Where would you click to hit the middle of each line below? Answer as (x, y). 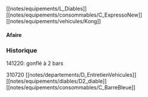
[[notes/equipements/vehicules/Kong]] (53, 21)
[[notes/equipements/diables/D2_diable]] (56, 81)
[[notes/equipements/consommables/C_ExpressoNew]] (74, 15)
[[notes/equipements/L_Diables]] (47, 9)
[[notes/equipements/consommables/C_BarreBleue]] (71, 87)
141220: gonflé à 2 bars (35, 63)
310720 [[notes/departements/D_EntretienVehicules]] (71, 74)
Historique (22, 50)
